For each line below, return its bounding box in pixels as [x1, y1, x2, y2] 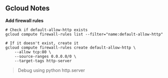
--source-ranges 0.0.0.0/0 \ [14, 54, 77, 59]
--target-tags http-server [14, 58, 72, 63]
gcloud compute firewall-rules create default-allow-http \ [5, 45, 136, 50]
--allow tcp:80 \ [14, 49, 52, 55]
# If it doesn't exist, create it [5, 41, 79, 46]
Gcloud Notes [5, 4, 50, 13]
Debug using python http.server [17, 67, 85, 73]
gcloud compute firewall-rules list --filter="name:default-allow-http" [5, 31, 163, 37]
